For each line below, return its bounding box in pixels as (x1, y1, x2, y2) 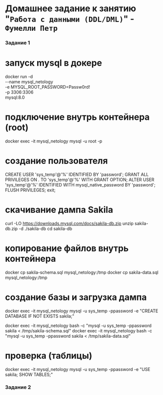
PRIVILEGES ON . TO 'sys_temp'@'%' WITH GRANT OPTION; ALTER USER (5, 177, 155, 183)
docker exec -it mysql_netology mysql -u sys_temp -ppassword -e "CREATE (5, 308, 159, 314)
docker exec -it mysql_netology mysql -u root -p (5, 138, 102, 144)
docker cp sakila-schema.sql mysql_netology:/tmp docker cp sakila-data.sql (5, 269, 159, 275)
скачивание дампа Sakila (5, 204, 113, 215)
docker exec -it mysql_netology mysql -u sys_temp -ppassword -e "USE (5, 366, 150, 372)
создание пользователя (5, 155, 108, 166)
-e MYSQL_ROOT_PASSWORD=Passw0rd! (5, 84, 90, 90)
